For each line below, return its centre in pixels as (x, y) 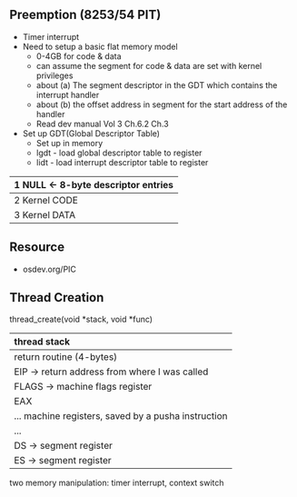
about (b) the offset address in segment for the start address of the (162, 104)
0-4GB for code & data (79, 56)
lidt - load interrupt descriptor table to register (122, 162)
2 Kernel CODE (46, 200)
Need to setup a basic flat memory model (100, 46)
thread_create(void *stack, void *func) (81, 319)
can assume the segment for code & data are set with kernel (149, 65)
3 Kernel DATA (45, 214)
